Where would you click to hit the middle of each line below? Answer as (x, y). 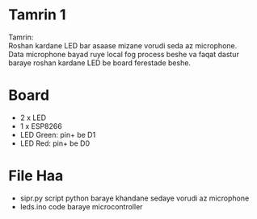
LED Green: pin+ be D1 (58, 134)
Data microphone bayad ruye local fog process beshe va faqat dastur (124, 54)
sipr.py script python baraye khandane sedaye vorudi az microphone (135, 198)
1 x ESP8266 (41, 126)
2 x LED (33, 118)
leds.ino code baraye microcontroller (81, 206)
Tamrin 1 (37, 15)
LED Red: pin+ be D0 (55, 143)
